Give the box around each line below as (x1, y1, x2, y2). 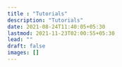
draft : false (7, 43, 46, 50)
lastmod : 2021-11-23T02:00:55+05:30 (7, 29, 115, 37)
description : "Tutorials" (7, 17, 83, 24)
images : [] (7, 50, 39, 57)
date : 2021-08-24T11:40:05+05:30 (7, 23, 106, 30)
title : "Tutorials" (7, 10, 68, 17)
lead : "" (7, 36, 33, 43)
